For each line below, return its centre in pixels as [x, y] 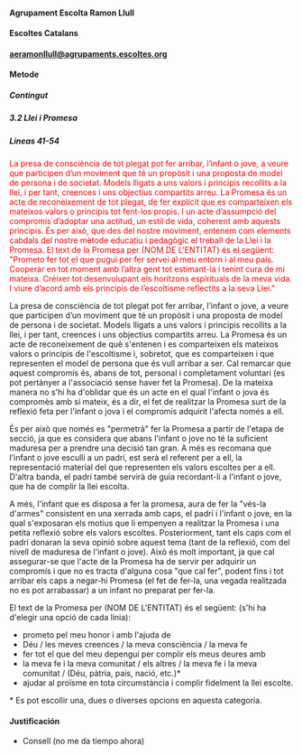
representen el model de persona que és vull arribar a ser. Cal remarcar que [150, 364]
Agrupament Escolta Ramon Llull [72, 13]
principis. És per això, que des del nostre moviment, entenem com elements [150, 231]
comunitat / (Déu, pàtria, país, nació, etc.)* [101, 674]
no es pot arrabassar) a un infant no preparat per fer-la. [113, 591]
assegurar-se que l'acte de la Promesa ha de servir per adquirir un [133, 562]
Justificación [35, 721]
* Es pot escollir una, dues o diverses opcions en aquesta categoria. [136, 701]
